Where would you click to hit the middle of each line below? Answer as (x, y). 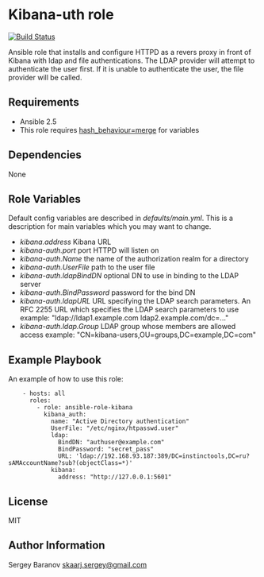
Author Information (57, 546)
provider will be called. (45, 77)
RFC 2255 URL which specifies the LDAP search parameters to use (129, 310)
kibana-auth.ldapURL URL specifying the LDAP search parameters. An (135, 301)
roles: (40, 401)
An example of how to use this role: (66, 379)
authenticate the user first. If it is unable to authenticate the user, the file (126, 68)
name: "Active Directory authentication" (120, 422)
